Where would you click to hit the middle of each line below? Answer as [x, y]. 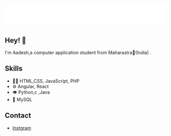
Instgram [22, 128]
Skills [14, 69]
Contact [18, 116]
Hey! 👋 [16, 40]
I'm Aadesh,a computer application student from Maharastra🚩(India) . [78, 52]
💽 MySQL [22, 99]
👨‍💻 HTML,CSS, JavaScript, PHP [46, 81]
